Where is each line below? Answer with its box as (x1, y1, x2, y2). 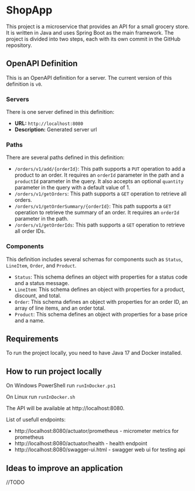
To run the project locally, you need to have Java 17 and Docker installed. (6, 350, 183, 357)
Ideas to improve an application (6, 463, 123, 473)
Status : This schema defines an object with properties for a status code (14, 273, 188, 280)
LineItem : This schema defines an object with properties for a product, (14, 286, 186, 293)
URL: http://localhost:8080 (14, 120, 84, 127)
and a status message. (14, 279, 70, 286)
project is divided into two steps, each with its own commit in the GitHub (6, 35, 180, 42)
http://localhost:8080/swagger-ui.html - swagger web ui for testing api (14, 446, 186, 453)
